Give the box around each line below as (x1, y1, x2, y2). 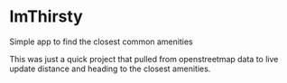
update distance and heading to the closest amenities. (9, 63, 211, 74)
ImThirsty (9, 6, 83, 27)
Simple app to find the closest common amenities (9, 36, 193, 47)
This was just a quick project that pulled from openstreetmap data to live (9, 53, 279, 64)
